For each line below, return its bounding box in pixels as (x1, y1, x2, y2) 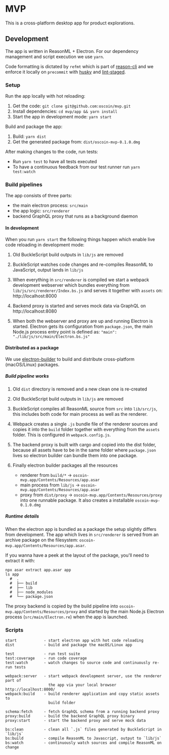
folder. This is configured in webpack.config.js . (12, 432, 111, 438)
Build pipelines (5, 181, 43, 188)
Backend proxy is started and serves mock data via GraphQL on (12, 303, 146, 309)
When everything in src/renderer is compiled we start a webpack (12, 277, 149, 283)
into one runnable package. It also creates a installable (20, 497, 134, 503)
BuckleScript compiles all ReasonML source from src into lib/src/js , (12, 405, 158, 412)
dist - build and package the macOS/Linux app (5, 642, 133, 647)
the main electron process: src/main (12, 202, 88, 208)
